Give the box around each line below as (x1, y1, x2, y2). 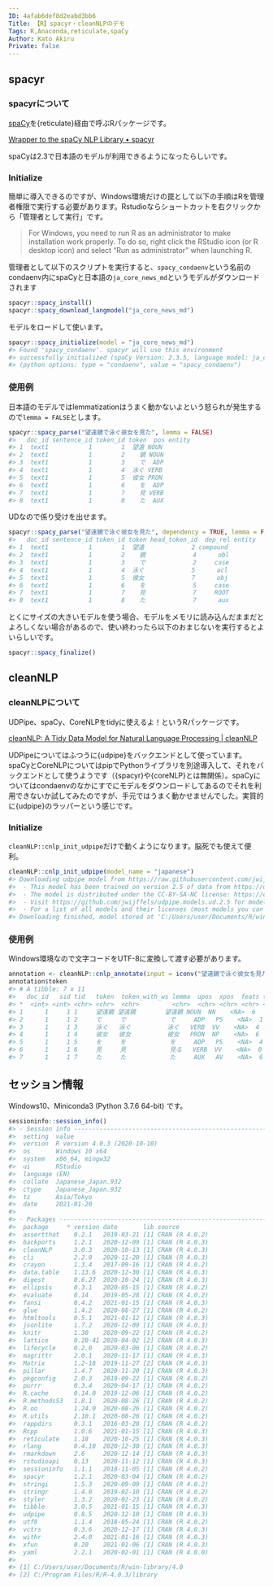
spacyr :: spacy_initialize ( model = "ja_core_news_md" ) (8, 338, 195, 347)
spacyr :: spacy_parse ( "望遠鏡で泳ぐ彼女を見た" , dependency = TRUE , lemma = (8, 528, 258, 537)
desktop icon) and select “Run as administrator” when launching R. (28, 246, 253, 255)
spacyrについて (8, 98, 70, 110)
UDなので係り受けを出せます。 (8, 512, 111, 521)
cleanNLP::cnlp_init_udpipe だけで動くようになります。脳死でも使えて (8, 841, 245, 851)
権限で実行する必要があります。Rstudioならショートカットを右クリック (15, 202, 254, 211)
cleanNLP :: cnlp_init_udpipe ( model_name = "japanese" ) (8, 868, 195, 876)
